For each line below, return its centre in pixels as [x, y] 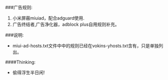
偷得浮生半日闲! [29, 72]
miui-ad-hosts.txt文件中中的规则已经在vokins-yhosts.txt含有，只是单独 [86, 46]
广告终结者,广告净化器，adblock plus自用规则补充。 [66, 24]
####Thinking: [21, 62]
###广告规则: [19, 7]
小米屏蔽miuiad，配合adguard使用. [48, 18]
